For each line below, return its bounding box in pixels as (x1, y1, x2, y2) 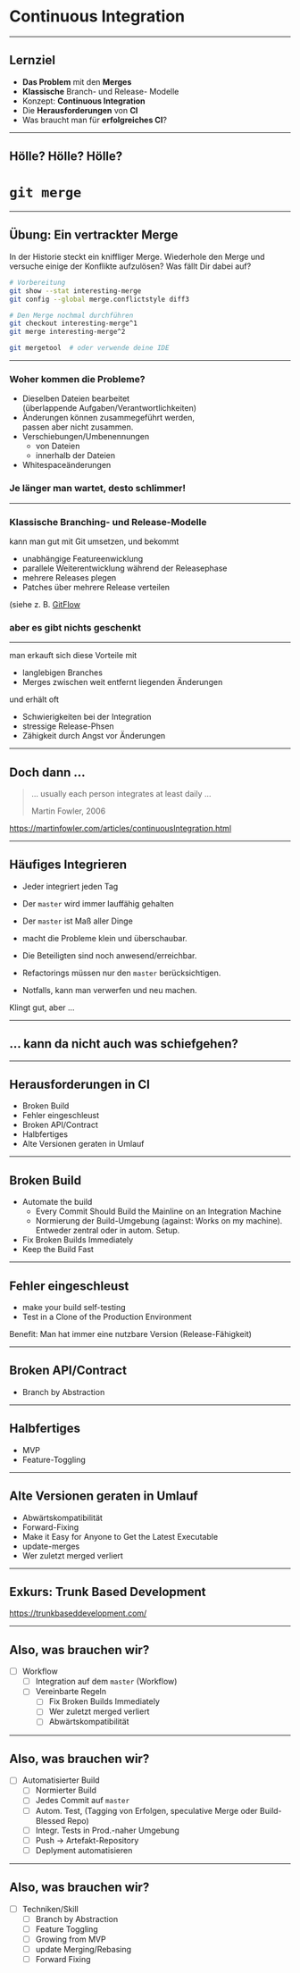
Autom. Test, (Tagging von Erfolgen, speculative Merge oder (35, 1805, 258, 1816)
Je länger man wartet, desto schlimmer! (9, 482, 186, 495)
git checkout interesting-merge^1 (9, 319, 138, 328)
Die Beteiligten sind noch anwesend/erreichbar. (21, 949, 197, 961)
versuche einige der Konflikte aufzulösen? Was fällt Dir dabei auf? (9, 261, 252, 272)
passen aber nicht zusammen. (21, 422, 134, 432)
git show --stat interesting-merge (9, 286, 142, 296)
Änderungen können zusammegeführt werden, (21, 413, 195, 423)
